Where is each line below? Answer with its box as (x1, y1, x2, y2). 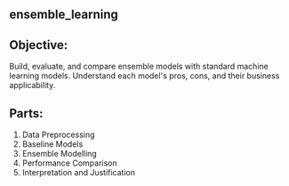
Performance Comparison (21, 158, 117, 168)
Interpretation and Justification (21, 167, 136, 178)
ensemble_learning (9, 7, 118, 22)
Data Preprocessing (21, 129, 95, 141)
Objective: (9, 37, 68, 53)
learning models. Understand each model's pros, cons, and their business (9, 70, 280, 81)
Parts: (9, 106, 44, 121)
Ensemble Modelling (21, 149, 98, 159)
